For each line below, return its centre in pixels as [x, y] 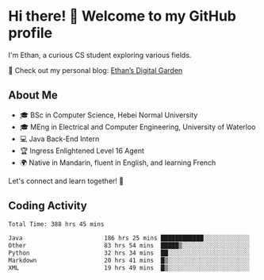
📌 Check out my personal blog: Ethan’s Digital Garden [96, 70]
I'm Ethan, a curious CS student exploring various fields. [100, 55]
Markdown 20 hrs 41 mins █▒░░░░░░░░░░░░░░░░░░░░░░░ [129, 261]
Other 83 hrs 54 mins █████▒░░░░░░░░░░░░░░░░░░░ [129, 246]
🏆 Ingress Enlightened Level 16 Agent [82, 151]
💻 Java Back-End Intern [59, 139]
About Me [33, 96]
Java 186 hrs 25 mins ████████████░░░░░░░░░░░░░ [129, 238]
